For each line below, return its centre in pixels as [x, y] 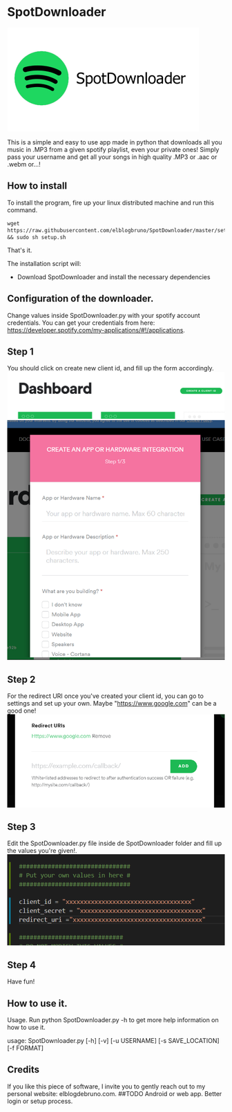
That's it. [20, 250]
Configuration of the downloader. [80, 299]
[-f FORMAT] [25, 1048]
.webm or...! [24, 164]
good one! [22, 711]
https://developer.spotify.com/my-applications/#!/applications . [96, 330]
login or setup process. [40, 1101]
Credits [23, 1069]
